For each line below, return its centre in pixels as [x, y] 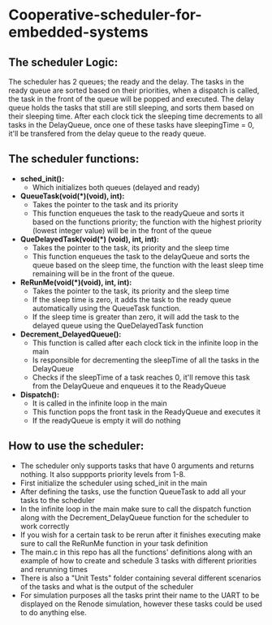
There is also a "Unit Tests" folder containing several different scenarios [140, 578]
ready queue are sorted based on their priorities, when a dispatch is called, [134, 90]
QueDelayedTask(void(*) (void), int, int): [90, 239]
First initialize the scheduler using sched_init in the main [114, 483]
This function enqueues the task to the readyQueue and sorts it [138, 213]
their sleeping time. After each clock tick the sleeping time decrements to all [136, 116]
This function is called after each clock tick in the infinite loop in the [145, 342]
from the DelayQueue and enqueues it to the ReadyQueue [129, 386]
